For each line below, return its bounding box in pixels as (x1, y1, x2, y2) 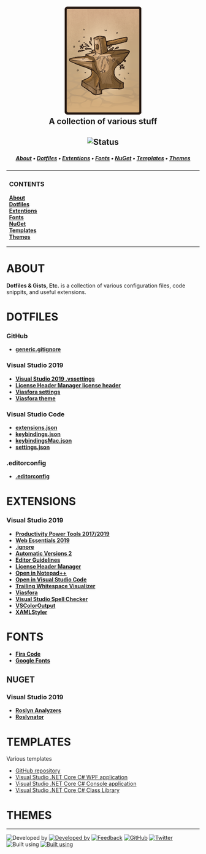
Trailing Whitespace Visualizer (15, 582, 96, 589)
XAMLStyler (15, 608, 48, 616)
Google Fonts (15, 656, 50, 664)
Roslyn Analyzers (15, 707, 61, 714)
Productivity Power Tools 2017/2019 (15, 530, 110, 537)
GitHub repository (15, 767, 61, 774)
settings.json (15, 443, 50, 451)
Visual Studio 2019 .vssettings (15, 375, 95, 382)
